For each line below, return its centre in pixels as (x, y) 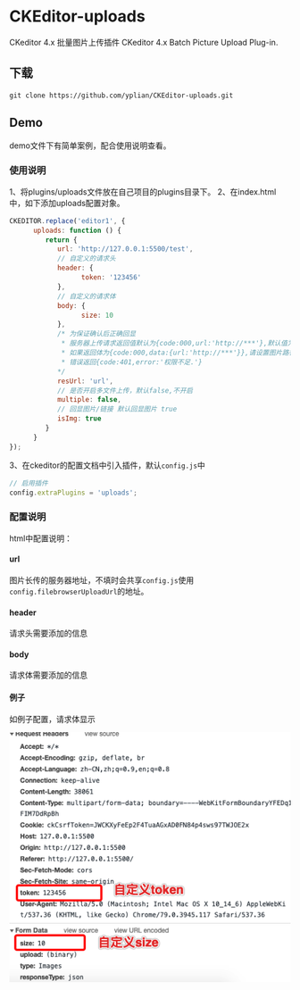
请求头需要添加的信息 (48, 633)
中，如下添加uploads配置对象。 (67, 203)
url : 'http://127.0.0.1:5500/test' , (125, 249)
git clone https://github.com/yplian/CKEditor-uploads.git (121, 96)
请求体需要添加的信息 (48, 675)
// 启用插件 (29, 483)
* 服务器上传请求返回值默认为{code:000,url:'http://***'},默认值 (175, 344)
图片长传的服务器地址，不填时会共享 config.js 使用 (102, 580)
